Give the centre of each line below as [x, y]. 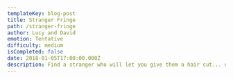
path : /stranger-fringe [42, 26]
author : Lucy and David [42, 33]
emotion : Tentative [35, 39]
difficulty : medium [35, 45]
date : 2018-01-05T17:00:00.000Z [54, 58]
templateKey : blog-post [42, 13]
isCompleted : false [35, 52]
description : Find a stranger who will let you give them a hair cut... [114, 65]
